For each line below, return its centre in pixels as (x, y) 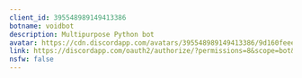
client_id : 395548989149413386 (68, 17)
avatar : (24, 43)
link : (19, 51)
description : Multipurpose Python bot (82, 34)
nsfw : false (31, 59)
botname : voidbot (42, 26)
